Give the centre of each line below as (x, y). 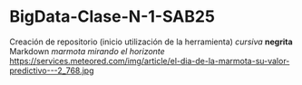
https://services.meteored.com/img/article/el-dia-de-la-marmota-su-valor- (150, 61)
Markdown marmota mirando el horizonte (87, 51)
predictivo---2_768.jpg (52, 71)
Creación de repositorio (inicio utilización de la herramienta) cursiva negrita (151, 42)
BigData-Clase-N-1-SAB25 (112, 17)
